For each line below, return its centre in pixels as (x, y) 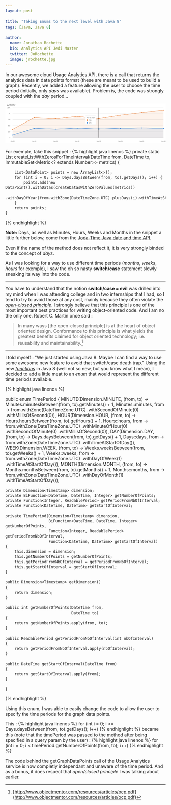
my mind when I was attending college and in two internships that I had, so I (85, 294)
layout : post (19, 11)
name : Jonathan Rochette (36, 43)
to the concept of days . (30, 253)
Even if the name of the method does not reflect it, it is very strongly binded (84, 248)
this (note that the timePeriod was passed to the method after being (76, 735)
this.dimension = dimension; (45, 551)
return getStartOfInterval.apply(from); (58, 674)
